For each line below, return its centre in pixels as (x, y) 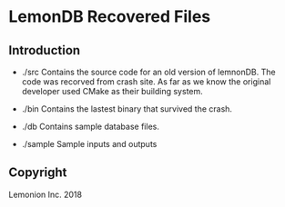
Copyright (38, 173)
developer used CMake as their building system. (112, 91)
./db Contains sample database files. (91, 126)
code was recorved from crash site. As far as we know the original (146, 82)
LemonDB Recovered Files (110, 17)
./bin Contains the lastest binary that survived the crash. (127, 109)
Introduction (45, 50)
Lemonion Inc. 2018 (46, 194)
